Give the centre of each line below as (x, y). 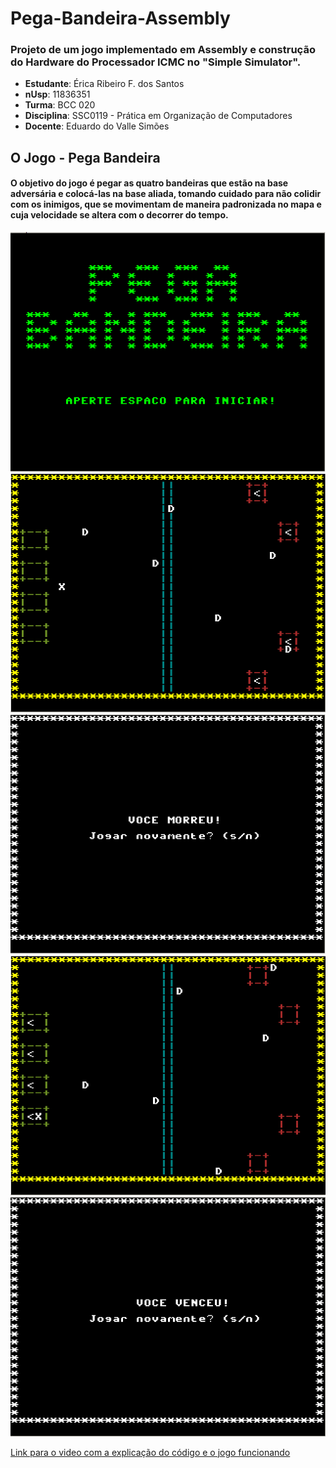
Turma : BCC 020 (60, 105)
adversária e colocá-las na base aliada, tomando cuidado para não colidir (166, 194)
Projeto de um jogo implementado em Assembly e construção (163, 50)
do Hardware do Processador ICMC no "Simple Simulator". (156, 62)
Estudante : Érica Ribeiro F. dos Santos (104, 84)
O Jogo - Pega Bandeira (85, 157)
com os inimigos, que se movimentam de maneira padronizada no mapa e (166, 204)
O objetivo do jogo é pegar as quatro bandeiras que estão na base (149, 183)
